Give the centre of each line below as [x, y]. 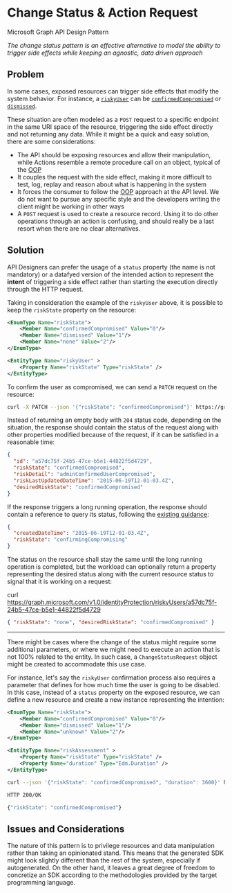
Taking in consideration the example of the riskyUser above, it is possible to [115, 302]
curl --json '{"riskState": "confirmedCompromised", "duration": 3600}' [114, 782]
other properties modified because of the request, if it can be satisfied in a [113, 435]
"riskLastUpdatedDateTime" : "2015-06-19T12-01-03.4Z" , [94, 480]
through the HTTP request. [45, 289]
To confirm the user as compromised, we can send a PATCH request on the [112, 387]
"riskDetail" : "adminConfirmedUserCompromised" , [85, 475]
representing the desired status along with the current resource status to [110, 574]
